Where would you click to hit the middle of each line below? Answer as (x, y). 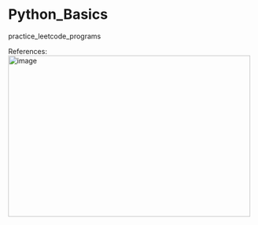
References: (28, 51)
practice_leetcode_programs (55, 36)
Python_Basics (58, 15)
